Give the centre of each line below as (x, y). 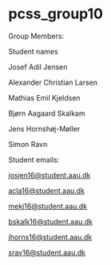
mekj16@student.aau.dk (48, 206)
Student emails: (34, 160)
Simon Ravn (28, 144)
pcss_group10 (56, 14)
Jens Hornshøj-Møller (44, 129)
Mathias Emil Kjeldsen (45, 97)
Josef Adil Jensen (38, 67)
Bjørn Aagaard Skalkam (47, 113)
